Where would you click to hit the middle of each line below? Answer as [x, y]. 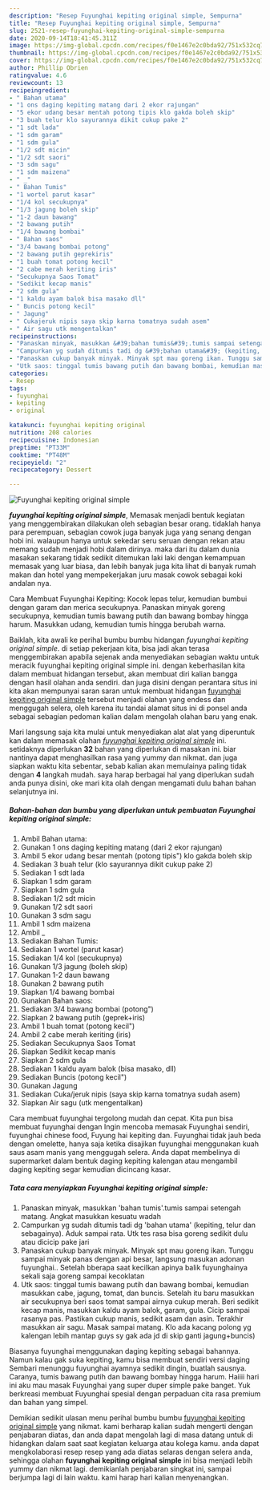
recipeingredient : [40, 90]
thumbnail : [27, 53]
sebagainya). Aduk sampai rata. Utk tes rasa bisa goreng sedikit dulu [134, 1234]
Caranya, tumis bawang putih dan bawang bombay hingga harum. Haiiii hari [134, 1377]
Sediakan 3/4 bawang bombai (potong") [87, 1009]
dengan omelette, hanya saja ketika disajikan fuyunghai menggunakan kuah [134, 1144]
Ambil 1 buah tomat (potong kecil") [78, 1026]
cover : [20, 61]
